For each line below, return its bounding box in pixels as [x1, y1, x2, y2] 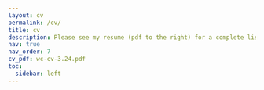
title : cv [8, 26, 41, 34]
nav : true [8, 41, 41, 49]
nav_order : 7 [8, 48, 51, 56]
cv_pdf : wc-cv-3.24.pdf [8, 56, 86, 63]
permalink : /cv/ [8, 19, 61, 27]
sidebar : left [15, 70, 61, 77]
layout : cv [8, 11, 44, 20]
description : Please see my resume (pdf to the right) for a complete [8, 33, 244, 41]
